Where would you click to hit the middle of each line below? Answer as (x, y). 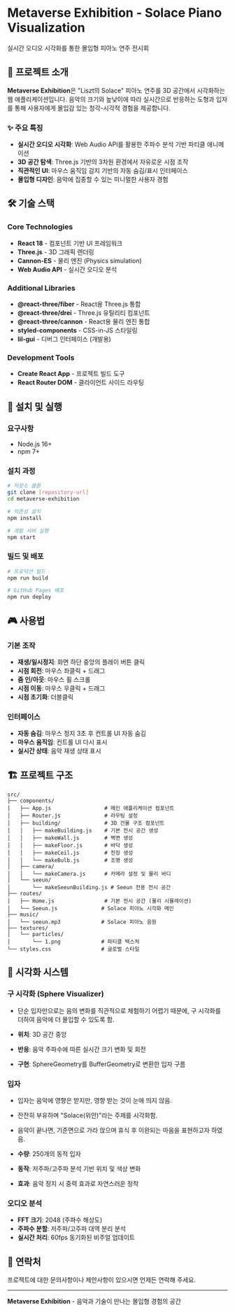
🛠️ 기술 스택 (31, 203)
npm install (24, 518)
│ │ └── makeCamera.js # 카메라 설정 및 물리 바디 (89, 874)
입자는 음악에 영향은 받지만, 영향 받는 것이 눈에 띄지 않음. (95, 1101)
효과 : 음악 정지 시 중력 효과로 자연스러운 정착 (78, 1184)
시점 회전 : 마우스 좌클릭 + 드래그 (61, 671)
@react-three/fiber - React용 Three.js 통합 (79, 304)
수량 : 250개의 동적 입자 (49, 1154)
